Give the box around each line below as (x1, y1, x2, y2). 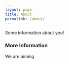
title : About (5, 12, 32, 17)
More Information (5, 42, 48, 49)
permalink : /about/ (5, 16, 45, 21)
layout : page (5, 7, 32, 12)
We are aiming (5, 53, 34, 59)
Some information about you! (5, 30, 64, 36)
